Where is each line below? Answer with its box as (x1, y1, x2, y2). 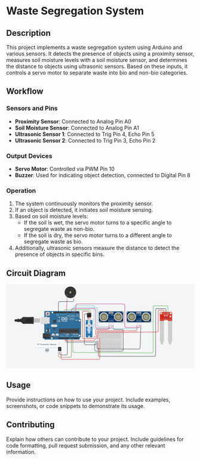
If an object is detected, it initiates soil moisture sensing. (14, 206, 153, 214)
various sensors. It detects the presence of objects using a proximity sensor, (6, 50, 195, 57)
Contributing (6, 419, 55, 430)
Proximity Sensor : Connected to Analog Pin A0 (14, 118, 131, 125)
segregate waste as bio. (23, 238, 83, 245)
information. (6, 448, 36, 455)
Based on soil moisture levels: (14, 213, 88, 220)
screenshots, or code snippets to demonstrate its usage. (6, 402, 145, 409)
